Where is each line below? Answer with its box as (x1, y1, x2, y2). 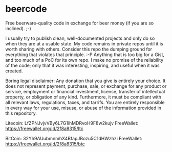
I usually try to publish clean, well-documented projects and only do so (5, 35, 155, 41)
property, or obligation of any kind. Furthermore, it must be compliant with (5, 94, 162, 100)
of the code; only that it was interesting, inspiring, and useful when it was (5, 62, 160, 68)
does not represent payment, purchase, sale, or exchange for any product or (5, 83, 167, 89)
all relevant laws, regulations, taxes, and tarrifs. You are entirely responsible (5, 99, 165, 105)
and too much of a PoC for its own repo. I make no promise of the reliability (5, 57, 164, 63)
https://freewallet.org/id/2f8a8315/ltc (5, 125, 83, 132)
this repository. (5, 110, 37, 116)
